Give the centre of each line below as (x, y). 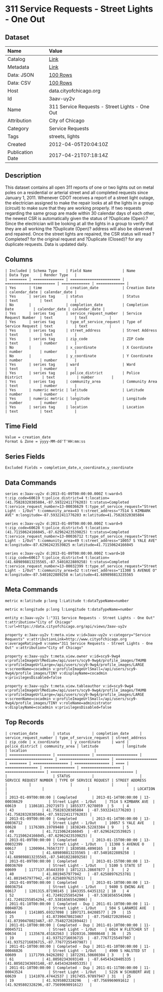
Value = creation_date (28, 437)
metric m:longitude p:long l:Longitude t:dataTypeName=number (69, 609)
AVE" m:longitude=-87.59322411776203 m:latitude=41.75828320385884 (75, 515)
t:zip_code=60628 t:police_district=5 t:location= (57, 528)
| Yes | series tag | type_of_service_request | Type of (73, 322)
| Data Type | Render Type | (41, 275)
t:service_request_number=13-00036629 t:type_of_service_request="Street (81, 507)
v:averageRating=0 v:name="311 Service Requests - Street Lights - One (79, 643)
